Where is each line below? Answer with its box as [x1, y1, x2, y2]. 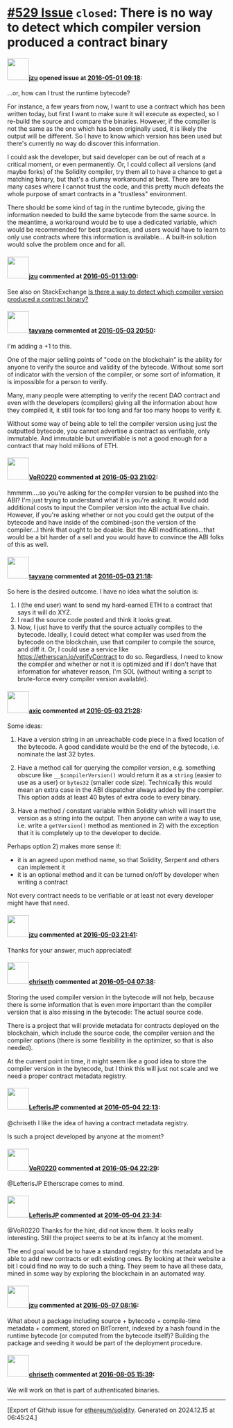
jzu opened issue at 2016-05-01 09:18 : [28, 73, 143, 81]
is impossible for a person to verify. [7, 377, 108, 386]
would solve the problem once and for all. [7, 240, 126, 248]
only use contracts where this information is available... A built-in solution [7, 233, 217, 241]
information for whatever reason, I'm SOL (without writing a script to [17, 667, 212, 676]
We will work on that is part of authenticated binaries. [7, 1386, 160, 1394]
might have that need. [7, 899, 70, 907]
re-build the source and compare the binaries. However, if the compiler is [7, 117, 216, 126]
